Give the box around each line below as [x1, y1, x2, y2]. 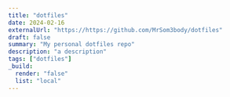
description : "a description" [8, 48, 108, 56]
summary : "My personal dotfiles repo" [8, 41, 135, 48]
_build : [8, 63, 34, 70]
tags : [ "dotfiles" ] [8, 56, 72, 63]
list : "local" [15, 77, 61, 84]
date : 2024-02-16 [8, 19, 65, 27]
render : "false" [15, 70, 68, 77]
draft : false [8, 33, 51, 41]
